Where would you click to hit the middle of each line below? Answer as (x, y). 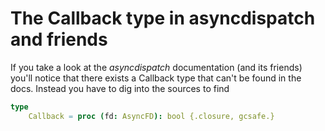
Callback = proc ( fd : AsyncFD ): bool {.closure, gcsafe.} (151, 116)
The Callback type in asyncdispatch (163, 18)
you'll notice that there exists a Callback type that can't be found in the (156, 78)
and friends (59, 39)
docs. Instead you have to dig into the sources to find (120, 88)
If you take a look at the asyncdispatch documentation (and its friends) (156, 67)
